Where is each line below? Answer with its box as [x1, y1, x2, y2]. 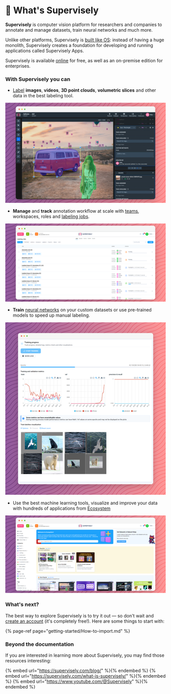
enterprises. [5, 63, 31, 69]
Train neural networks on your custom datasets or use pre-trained [12, 307, 152, 313]
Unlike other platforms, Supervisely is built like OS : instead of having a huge [5, 37, 164, 43]
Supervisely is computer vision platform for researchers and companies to [5, 21, 162, 28]
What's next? [5, 601, 39, 608]
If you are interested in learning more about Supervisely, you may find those [5, 652, 164, 658]
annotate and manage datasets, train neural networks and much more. [5, 27, 153, 33]
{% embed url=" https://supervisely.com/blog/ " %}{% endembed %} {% [5, 667, 156, 674]
